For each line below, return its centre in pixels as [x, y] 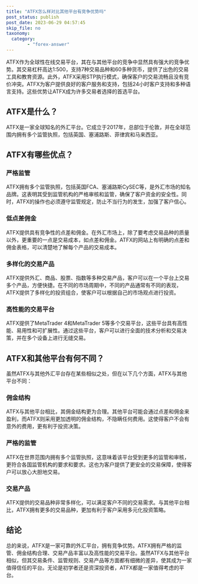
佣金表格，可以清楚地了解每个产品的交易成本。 [63, 247]
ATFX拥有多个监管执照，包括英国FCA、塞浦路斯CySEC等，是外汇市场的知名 [98, 187]
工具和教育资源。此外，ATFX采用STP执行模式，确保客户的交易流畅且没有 [95, 77]
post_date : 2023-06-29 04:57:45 [46, 22]
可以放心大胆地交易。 [37, 471]
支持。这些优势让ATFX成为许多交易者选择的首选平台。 [77, 91]
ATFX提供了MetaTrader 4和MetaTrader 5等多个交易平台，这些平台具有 [92, 323]
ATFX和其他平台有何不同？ [55, 358]
